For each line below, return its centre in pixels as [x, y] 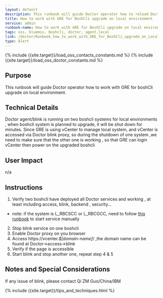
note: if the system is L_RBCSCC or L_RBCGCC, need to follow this [79, 214]
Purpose [18, 76]
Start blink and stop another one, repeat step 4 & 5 [63, 254]
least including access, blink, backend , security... [62, 204]
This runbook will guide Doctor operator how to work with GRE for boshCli [79, 87]
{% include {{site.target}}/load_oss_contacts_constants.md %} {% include [79, 55]
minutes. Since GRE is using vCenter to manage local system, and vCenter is [81, 130]
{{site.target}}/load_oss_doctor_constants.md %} [54, 60]
